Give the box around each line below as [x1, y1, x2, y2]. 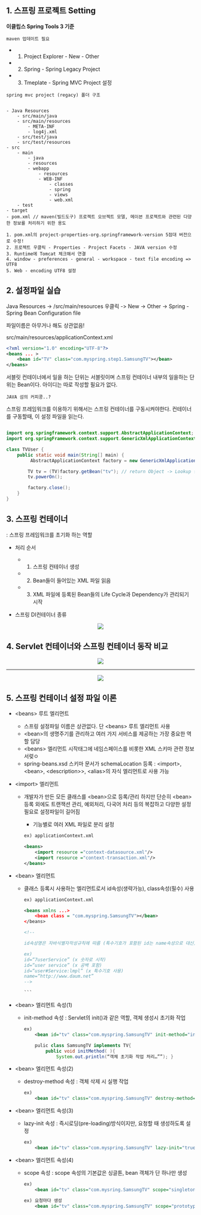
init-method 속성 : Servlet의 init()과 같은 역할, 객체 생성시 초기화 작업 [23, 1014, 186, 1021]
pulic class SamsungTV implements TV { [35, 1042, 132, 1048]
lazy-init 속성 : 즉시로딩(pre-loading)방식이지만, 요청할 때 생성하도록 [23, 1120, 185, 1127]
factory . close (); [28, 485, 71, 491]
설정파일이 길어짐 [39, 808, 81, 815]
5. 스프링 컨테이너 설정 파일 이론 [6, 693, 117, 703]
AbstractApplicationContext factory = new [30, 457, 138, 463]
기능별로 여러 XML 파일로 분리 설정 [32, 821, 115, 828]
